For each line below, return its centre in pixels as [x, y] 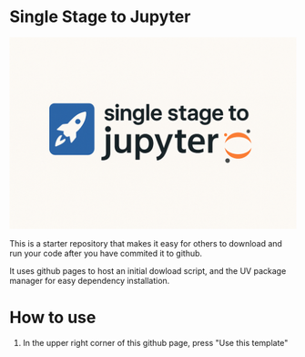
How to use [53, 317]
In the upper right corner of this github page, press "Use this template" [155, 342]
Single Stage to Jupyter [100, 17]
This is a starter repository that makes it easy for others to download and [146, 243]
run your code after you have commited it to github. [106, 253]
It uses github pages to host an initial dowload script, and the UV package [148, 270]
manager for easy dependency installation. [90, 280]
